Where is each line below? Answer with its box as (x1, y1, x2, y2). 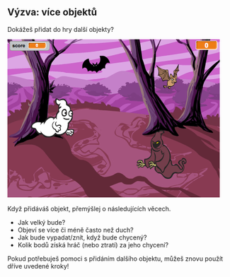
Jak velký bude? (17, 218, 66, 226)
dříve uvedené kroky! (7, 261, 69, 270)
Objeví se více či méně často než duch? (17, 225, 134, 234)
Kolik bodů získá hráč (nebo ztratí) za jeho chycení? (17, 240, 168, 249)
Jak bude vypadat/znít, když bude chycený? (17, 233, 147, 242)
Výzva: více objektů (7, 6, 98, 18)
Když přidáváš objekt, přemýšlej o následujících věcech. (7, 204, 171, 213)
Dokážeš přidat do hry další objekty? (7, 25, 115, 33)
